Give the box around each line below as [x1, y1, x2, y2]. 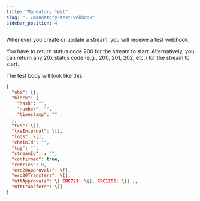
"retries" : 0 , [11, 162, 47, 167]
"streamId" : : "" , [11, 150, 58, 156]
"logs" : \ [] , [11, 134, 44, 140]
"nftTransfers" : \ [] [11, 184, 63, 190]
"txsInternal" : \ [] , [11, 128, 63, 135]
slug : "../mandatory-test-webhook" [6, 14, 95, 20]
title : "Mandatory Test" [6, 8, 68, 15]
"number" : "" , [17, 106, 52, 112]
